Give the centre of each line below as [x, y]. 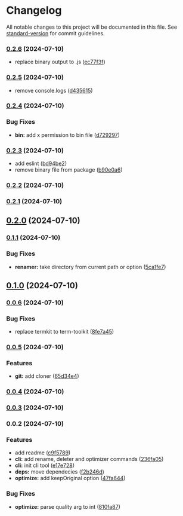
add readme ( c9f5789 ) [43, 453]
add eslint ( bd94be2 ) [41, 164]
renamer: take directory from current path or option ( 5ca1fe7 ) [90, 267]
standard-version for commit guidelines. [55, 33]
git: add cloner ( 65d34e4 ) [47, 376]
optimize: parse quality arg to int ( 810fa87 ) [68, 506]
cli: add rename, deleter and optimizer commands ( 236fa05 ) [89, 459]
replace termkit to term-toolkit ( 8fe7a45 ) [64, 332]
